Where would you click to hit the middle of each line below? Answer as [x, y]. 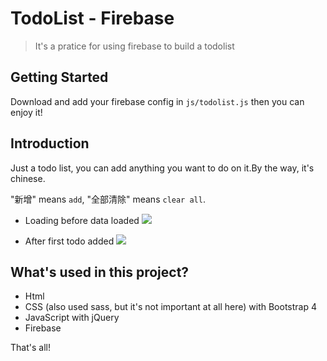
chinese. [28, 178]
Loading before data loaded [82, 220]
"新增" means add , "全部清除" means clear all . [108, 199]
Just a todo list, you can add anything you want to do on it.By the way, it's [162, 168]
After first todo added [69, 241]
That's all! [30, 348]
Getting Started [59, 77]
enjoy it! [26, 112]
